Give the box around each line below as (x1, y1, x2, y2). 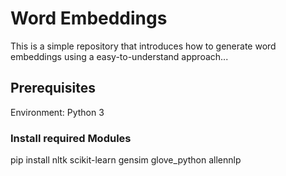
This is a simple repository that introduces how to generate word (10, 40, 277, 52)
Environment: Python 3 (10, 106, 105, 118)
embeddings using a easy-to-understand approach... (10, 50, 229, 62)
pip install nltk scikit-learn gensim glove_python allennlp (10, 154, 242, 166)
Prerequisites (10, 80, 96, 97)
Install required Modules (10, 131, 132, 145)
